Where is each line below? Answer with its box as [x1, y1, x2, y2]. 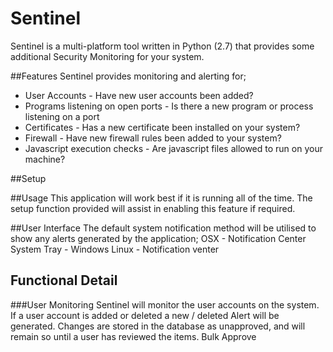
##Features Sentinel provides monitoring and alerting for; [10, 70, 247, 82]
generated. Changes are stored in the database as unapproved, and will [10, 320, 306, 332]
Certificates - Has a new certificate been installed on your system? [24, 121, 301, 133]
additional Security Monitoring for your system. [10, 50, 205, 62]
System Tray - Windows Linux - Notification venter [10, 243, 220, 255]
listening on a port [24, 110, 100, 122]
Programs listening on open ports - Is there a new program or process [24, 100, 314, 112]
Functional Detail [10, 272, 118, 289]
